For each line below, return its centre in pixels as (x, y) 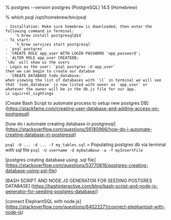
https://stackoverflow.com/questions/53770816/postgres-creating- (78, 165)
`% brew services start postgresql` (54, 44)
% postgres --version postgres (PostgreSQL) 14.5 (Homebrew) (71, 7)
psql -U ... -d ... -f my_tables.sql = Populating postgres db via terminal (86, 144)
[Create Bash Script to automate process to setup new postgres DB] (77, 103)
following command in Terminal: (40, 31)
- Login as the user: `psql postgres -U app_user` (60, 67)
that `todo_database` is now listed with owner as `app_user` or (76, 85)
